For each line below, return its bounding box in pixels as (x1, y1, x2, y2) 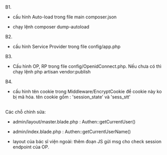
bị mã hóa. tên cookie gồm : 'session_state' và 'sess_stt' (12, 94, 131, 100)
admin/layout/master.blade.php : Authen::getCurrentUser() (12, 118, 136, 124)
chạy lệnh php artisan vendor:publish (12, 69, 91, 75)
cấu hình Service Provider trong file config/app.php (12, 43, 121, 50)
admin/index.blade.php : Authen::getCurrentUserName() (12, 128, 131, 135)
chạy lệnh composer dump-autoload (12, 24, 90, 30)
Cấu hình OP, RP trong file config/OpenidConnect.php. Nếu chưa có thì (12, 63, 162, 69)
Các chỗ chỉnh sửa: (5, 109, 46, 115)
